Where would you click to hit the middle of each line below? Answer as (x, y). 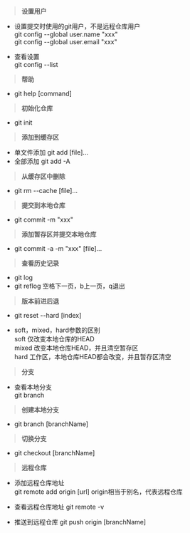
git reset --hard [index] (48, 315)
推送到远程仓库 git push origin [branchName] (80, 522)
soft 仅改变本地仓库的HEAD (54, 339)
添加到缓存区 (40, 137)
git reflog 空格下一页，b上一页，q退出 (70, 286)
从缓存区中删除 (43, 176)
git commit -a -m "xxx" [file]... (58, 248)
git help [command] (43, 93)
